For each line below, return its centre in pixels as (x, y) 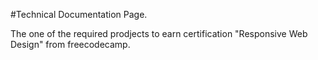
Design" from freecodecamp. (70, 44)
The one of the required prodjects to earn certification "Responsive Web (159, 33)
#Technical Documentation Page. (79, 14)
